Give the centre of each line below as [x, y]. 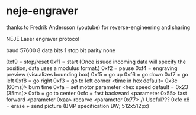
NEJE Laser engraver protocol [43, 39]
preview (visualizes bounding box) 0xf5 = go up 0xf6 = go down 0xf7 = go [97, 74]
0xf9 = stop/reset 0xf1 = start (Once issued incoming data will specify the [96, 62]
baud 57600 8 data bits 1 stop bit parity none [61, 50]
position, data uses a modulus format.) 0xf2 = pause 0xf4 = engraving [92, 68]
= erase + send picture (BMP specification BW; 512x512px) [78, 106]
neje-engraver [42, 11]
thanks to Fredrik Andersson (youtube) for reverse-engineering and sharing [98, 27]
